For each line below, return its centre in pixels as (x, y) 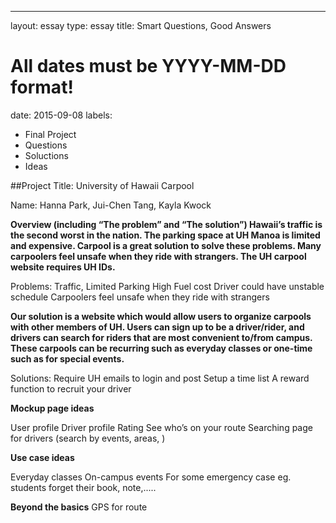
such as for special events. (67, 358)
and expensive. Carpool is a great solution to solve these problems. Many (166, 245)
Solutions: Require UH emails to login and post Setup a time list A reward (160, 378)
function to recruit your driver (71, 388)
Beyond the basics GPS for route (79, 507)
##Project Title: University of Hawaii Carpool (102, 185)
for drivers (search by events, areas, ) (88, 438)
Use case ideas (42, 457)
